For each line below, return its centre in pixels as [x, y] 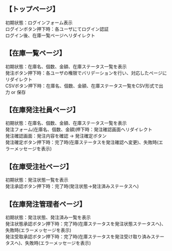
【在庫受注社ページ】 [39, 167]
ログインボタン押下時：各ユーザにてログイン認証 [57, 29]
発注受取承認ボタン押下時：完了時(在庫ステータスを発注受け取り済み [78, 237]
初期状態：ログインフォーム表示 [39, 23]
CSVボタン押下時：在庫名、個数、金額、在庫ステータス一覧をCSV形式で [82, 86]
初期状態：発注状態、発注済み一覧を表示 [48, 218]
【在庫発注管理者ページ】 [46, 204]
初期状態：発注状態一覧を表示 [37, 180]
